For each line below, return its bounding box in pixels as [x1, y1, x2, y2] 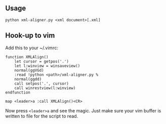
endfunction [5, 90, 30, 95]
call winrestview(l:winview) [14, 86, 76, 91]
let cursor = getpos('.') [14, 59, 69, 64]
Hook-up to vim [5, 31, 55, 40]
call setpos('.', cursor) [14, 81, 69, 86]
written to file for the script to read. [5, 113, 78, 119]
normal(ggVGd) [14, 68, 44, 73]
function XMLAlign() [5, 54, 49, 60]
